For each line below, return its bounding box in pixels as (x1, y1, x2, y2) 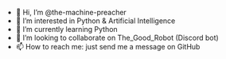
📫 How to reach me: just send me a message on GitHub (15, 42, 201, 51)
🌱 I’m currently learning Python (15, 25, 118, 33)
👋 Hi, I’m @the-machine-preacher (15, 8, 127, 17)
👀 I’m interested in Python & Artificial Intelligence (15, 16, 176, 26)
